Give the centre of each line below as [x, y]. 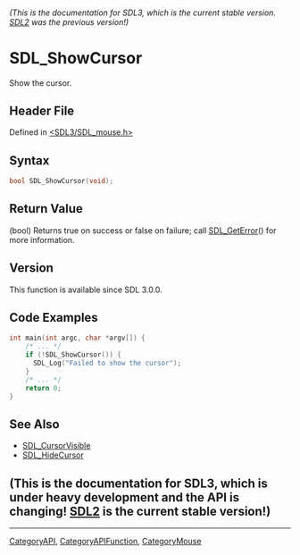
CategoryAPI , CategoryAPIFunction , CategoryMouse [105, 542]
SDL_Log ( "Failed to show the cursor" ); [107, 363]
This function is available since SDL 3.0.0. [86, 290]
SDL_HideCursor [53, 455]
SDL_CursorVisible [56, 446]
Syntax [29, 160]
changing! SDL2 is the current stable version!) [140, 511]
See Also [34, 424]
